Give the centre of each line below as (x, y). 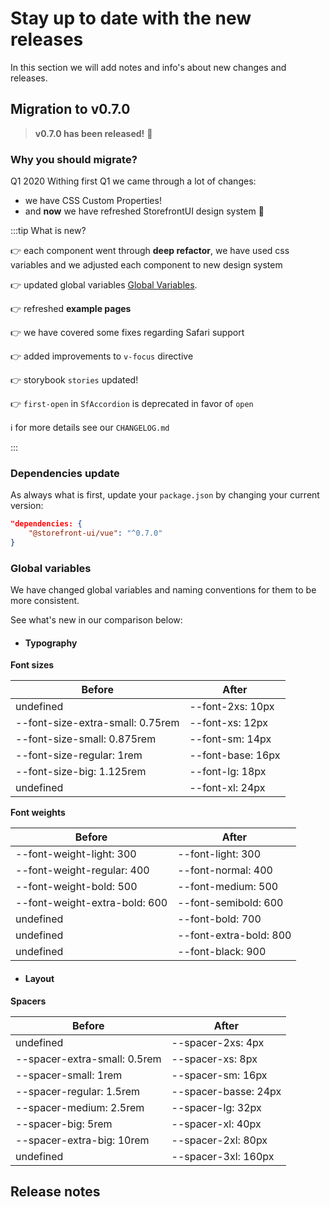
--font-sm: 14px (230, 739)
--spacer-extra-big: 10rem (82, 1140)
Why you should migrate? (74, 159)
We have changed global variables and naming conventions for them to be (163, 590)
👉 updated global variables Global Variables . (104, 285)
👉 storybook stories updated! (74, 380)
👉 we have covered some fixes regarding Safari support (127, 333)
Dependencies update (65, 473)
